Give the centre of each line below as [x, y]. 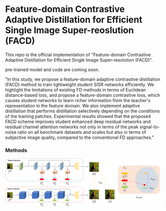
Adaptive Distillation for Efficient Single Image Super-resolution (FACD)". [79, 60]
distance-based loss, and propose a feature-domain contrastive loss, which [83, 95]
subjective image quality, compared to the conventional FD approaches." [80, 137]
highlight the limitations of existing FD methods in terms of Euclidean [76, 90]
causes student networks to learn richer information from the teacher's [78, 100]
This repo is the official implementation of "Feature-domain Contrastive [78, 54]
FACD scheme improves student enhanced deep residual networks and [78, 121]
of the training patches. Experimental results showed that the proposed [78, 116]
